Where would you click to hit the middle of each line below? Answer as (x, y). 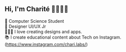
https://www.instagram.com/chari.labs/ (46, 44)
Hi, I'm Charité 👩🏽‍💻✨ (37, 9)
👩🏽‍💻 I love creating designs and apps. (43, 31)
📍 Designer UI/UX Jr (25, 26)
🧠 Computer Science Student (34, 21)
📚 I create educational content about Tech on (52, 37)
